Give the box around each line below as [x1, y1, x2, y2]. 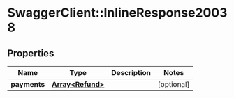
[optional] [157, 80, 190, 89]
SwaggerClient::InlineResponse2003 [7, 5, 228, 21]
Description [111, 68, 152, 77]
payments [10, 80, 45, 89]
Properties [7, 47, 54, 59]
